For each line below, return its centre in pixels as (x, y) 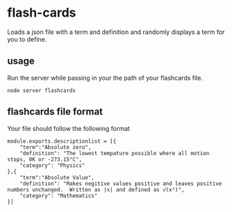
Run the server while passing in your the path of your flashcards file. (105, 78)
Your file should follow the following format (69, 128)
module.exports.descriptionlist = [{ (62, 141)
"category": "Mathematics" (59, 195)
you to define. (27, 39)
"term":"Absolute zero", (56, 147)
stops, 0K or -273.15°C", (44, 159)
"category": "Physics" (52, 165)
